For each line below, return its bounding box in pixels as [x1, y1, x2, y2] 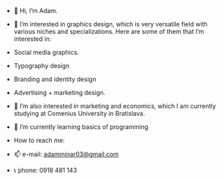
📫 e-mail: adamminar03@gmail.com [13, 150, 119, 158]
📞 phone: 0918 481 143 [13, 166, 78, 174]
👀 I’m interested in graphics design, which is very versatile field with [13, 20, 208, 28]
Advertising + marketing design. [13, 89, 106, 96]
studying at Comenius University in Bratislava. [13, 110, 145, 117]
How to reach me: [13, 136, 65, 144]
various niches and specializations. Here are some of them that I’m [13, 28, 204, 35]
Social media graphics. [13, 49, 80, 56]
